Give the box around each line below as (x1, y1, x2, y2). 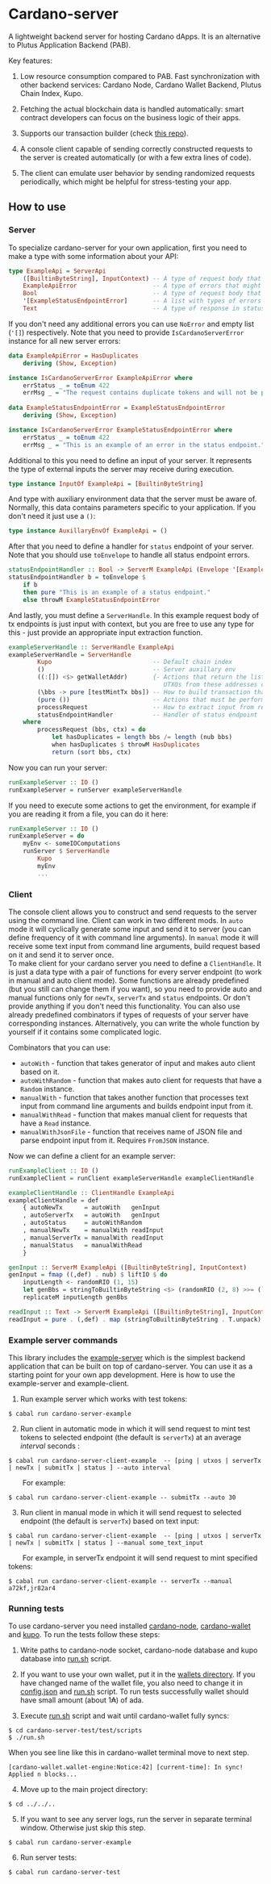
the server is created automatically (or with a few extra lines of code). (19, 152, 252, 162)
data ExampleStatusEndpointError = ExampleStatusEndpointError (8, 404, 226, 412)
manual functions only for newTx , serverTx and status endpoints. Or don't (8, 992, 251, 1002)
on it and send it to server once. (8, 950, 115, 959)
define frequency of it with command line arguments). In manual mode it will (8, 933, 259, 942)
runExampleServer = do (8, 832, 85, 840)
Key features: (8, 56, 52, 65)
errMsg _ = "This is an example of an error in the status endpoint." (23, 441, 265, 449)
